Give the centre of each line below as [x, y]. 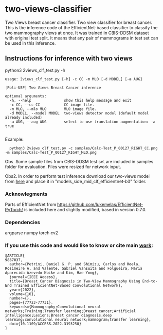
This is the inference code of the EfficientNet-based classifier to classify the [81, 27]
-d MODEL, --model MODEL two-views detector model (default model [79, 113]
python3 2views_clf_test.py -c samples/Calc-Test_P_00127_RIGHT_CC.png [84, 148]
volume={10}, [23, 294]
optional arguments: [26, 96]
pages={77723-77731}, [31, 302]
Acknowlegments [26, 194]
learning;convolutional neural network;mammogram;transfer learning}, [78, 319]
